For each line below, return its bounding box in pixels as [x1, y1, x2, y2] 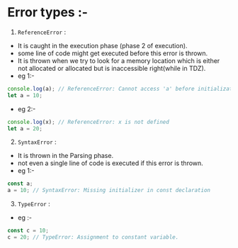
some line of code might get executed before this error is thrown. [17, 49, 208, 57]
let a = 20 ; [7, 125, 42, 132]
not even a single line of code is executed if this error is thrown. [17, 159, 203, 167]
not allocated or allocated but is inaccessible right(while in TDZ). [17, 64, 206, 72]
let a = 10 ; [7, 91, 42, 99]
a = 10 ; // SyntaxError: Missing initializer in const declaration [7, 187, 211, 194]
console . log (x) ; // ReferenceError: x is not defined [7, 118, 170, 125]
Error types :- [7, 4, 89, 21]
